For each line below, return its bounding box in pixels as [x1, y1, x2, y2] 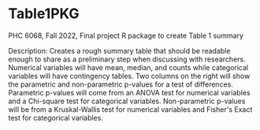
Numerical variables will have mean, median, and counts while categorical [8, 62, 249, 72]
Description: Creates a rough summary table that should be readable [8, 46, 231, 55]
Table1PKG [8, 5, 80, 23]
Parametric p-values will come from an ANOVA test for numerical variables [8, 87, 251, 97]
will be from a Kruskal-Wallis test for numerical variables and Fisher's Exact [8, 104, 253, 114]
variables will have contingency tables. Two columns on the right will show [8, 71, 251, 80]
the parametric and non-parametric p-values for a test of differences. [8, 80, 234, 89]
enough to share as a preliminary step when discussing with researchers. [8, 54, 246, 64]
